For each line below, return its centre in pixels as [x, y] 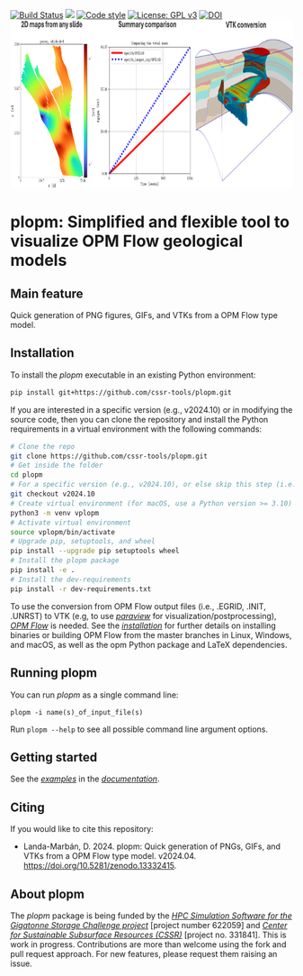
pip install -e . [43, 570]
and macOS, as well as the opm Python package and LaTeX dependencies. [149, 644]
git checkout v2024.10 [53, 494]
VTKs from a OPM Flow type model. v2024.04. [110, 856]
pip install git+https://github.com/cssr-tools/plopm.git [121, 392]
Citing [27, 807]
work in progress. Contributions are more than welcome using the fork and [148, 944]
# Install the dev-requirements [71, 579]
